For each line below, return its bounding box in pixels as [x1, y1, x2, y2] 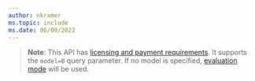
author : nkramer [8, 11, 61, 20]
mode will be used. [27, 64, 89, 74]
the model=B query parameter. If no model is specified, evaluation [27, 56, 238, 65]
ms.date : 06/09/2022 [8, 26, 76, 34]
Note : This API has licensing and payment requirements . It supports [27, 48, 248, 57]
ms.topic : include [8, 19, 68, 27]
